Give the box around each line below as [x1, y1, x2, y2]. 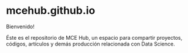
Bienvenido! [6, 23, 35, 30]
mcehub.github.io [6, 4, 95, 17]
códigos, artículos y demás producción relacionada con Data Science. [6, 40, 175, 47]
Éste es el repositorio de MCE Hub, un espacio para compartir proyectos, [6, 34, 183, 41]
